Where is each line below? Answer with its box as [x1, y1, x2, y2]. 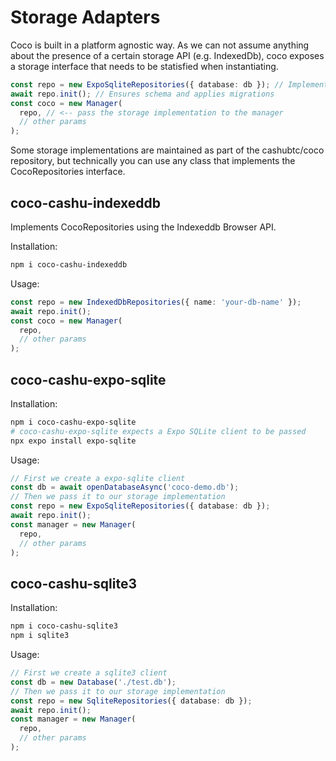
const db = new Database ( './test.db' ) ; [10, 677, 177, 687]
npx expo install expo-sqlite [10, 436, 137, 446]
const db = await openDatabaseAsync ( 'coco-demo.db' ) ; [10, 482, 240, 493]
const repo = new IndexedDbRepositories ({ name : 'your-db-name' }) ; [10, 297, 302, 307]
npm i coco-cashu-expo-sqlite [10, 417, 137, 427]
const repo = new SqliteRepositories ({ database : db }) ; [10, 696, 253, 706]
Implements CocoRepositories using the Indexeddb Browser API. [10, 221, 277, 233]
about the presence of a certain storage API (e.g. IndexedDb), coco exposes [10, 49, 325, 61]
